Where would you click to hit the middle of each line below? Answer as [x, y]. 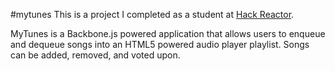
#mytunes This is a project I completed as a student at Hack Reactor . [152, 14]
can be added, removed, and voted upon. [95, 55]
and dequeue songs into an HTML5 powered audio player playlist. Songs [160, 44]
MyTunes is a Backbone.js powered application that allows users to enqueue [168, 33]
